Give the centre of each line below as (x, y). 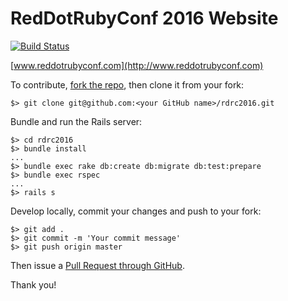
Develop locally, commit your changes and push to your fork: (136, 211)
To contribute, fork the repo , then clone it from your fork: (127, 84)
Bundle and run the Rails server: (76, 121)
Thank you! (33, 284)
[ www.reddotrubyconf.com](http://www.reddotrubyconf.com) (137, 65)
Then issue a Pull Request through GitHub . (97, 265)
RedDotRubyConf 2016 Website (144, 18)
